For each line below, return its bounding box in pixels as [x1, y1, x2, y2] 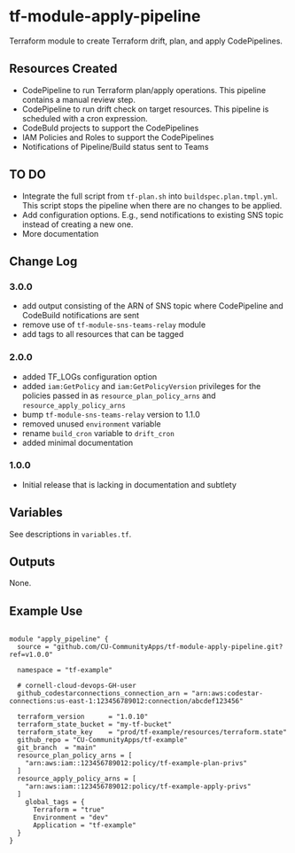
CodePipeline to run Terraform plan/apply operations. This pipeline [21, 84, 267, 95]
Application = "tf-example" [32, 821, 137, 830]
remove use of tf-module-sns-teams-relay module [21, 319, 206, 330]
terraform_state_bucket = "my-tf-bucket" [17, 720, 173, 729]
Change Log [9, 254, 78, 269]
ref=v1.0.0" [9, 650, 53, 660]
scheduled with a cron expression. [21, 113, 148, 123]
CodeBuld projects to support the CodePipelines [21, 122, 199, 133]
